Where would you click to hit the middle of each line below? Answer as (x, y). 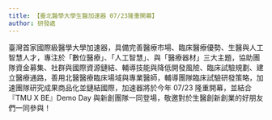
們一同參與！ (30, 108)
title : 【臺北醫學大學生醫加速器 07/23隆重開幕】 (83, 16)
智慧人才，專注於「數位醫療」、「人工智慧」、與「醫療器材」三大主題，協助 (131, 57)
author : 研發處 (32, 23)
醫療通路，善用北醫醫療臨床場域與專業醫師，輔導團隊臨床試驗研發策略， (136, 77)
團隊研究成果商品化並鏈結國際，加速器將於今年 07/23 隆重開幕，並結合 (134, 87)
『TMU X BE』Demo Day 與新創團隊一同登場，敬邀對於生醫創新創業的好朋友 (136, 97)
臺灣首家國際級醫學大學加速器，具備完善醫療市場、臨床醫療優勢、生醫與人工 (136, 47)
